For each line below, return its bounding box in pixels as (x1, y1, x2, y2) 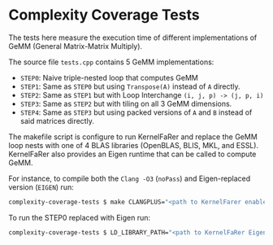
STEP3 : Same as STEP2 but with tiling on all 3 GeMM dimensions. (19, 98, 232, 108)
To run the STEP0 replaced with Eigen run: (8, 212, 151, 222)
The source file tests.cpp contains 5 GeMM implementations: (8, 57, 214, 67)
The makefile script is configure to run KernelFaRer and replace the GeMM (8, 132, 258, 142)
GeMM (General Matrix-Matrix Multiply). (8, 41, 143, 50)
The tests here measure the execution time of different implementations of (8, 33, 258, 42)
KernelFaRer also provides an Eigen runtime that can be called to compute (8, 149, 257, 159)
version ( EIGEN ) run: (8, 182, 75, 192)
